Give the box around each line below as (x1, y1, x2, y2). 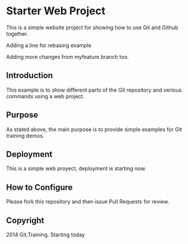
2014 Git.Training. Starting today (6, 231, 85, 238)
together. (6, 30, 28, 37)
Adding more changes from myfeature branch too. (6, 53, 129, 60)
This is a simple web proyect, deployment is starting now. (6, 165, 146, 172)
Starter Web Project (6, 4, 106, 18)
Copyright (6, 215, 44, 226)
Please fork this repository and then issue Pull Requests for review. (6, 198, 170, 205)
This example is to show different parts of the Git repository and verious (6, 86, 182, 93)
